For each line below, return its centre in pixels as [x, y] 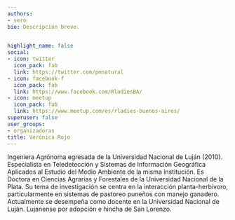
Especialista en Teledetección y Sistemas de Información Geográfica [107, 165]
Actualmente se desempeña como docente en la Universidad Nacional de [113, 202]
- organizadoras [31, 130]
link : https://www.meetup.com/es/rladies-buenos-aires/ [97, 111]
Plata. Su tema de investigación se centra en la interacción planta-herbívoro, [118, 187]
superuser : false [33, 118]
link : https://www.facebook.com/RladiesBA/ [78, 92]
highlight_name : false [40, 46]
